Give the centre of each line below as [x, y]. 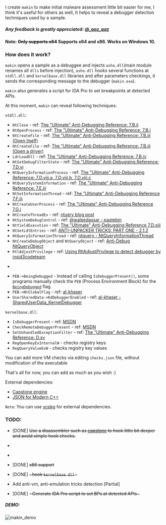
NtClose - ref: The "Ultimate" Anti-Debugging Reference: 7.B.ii [75, 125]
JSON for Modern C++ [35, 397]
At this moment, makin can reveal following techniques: [61, 106]
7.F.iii [18, 199]
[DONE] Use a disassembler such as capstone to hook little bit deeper [83, 430]
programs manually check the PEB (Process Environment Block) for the [84, 281]
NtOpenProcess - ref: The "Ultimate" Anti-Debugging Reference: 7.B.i [82, 130]
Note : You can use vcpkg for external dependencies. [58, 407]
